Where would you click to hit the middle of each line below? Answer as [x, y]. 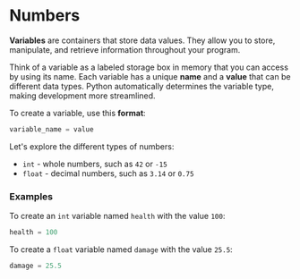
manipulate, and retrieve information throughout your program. [125, 49]
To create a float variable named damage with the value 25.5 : [121, 249]
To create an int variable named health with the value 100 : [117, 216]
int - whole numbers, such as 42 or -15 [94, 164]
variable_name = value [51, 129]
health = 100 [34, 232]
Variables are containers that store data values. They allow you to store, [142, 40]
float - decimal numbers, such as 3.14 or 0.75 [108, 173]
